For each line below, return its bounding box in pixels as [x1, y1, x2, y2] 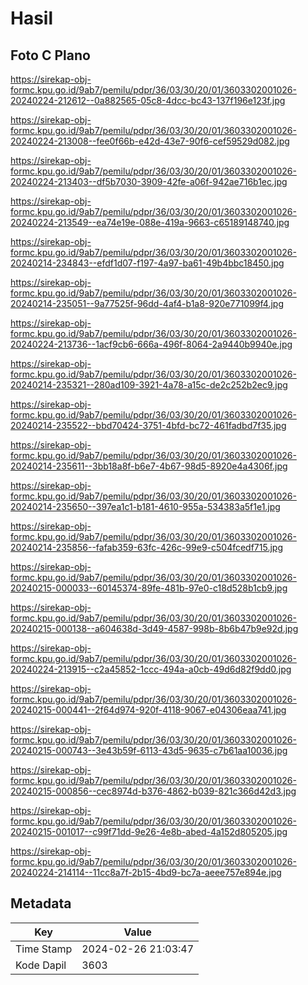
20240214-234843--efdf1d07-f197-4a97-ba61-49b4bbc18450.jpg [10, 257, 285, 269]
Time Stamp [15, 942, 73, 956]
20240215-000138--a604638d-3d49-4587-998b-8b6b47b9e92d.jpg [10, 623, 299, 634]
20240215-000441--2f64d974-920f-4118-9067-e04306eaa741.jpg [10, 704, 287, 716]
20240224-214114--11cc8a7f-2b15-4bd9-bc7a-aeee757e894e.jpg [10, 867, 282, 878]
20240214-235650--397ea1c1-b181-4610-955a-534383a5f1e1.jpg [10, 501, 281, 512]
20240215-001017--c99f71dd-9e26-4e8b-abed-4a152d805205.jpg [10, 826, 288, 837]
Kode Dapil [15, 958, 67, 972]
